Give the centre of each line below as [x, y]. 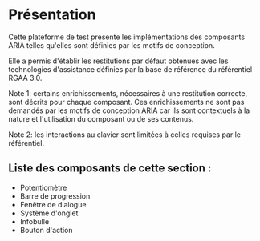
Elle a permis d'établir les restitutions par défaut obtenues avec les [118, 61]
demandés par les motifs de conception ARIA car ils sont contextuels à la [129, 110]
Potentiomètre [43, 187]
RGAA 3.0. [25, 78]
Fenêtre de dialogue [53, 204]
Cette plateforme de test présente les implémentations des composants [127, 37]
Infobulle [35, 221]
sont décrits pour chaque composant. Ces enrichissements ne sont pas [126, 102]
